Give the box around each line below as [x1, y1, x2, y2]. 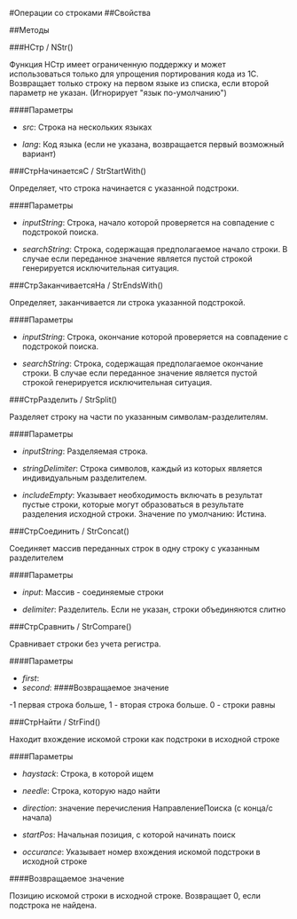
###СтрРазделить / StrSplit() [9, 394, 118, 405]
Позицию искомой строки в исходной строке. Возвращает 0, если [9, 891, 262, 900]
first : [21, 673, 40, 683]
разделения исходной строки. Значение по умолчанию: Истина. [21, 509, 268, 519]
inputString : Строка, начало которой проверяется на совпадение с [21, 218, 275, 227]
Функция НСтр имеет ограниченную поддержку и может [9, 59, 226, 69]
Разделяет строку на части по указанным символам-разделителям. [9, 412, 269, 422]
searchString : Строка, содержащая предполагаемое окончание [21, 359, 263, 368]
